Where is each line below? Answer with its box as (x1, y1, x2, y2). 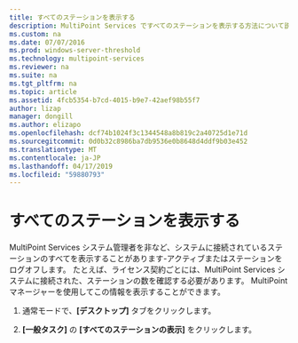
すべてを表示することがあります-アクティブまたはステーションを (47, 253, 283, 264)
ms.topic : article (9, 87, 77, 96)
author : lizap (9, 104, 62, 113)
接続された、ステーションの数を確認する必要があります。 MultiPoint (39, 275, 288, 286)
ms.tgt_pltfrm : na (9, 79, 77, 88)
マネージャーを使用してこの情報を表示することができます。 (9, 286, 226, 298)
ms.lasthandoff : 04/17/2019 (9, 162, 114, 171)
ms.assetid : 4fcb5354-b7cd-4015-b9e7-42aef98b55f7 (9, 95, 200, 105)
